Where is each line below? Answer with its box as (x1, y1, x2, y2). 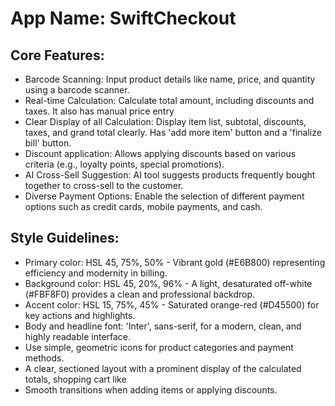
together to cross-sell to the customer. (24, 180, 184, 191)
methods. (24, 352, 65, 364)
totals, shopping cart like (24, 373, 127, 385)
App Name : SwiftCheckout (10, 7, 237, 30)
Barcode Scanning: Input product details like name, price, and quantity (24, 73, 316, 85)
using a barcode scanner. (24, 84, 130, 96)
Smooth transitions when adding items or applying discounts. (24, 383, 278, 396)
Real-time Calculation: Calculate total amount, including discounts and (24, 95, 315, 106)
